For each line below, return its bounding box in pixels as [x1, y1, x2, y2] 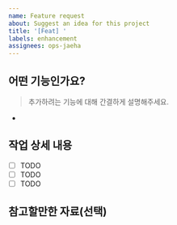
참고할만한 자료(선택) [8, 205, 107, 219]
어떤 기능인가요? [8, 74, 86, 87]
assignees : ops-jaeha [8, 42, 82, 50]
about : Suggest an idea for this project [8, 19, 150, 28]
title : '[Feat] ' [8, 27, 67, 35]
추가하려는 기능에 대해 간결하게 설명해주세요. [27, 96, 170, 106]
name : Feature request [8, 11, 85, 20]
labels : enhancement [8, 34, 78, 43]
